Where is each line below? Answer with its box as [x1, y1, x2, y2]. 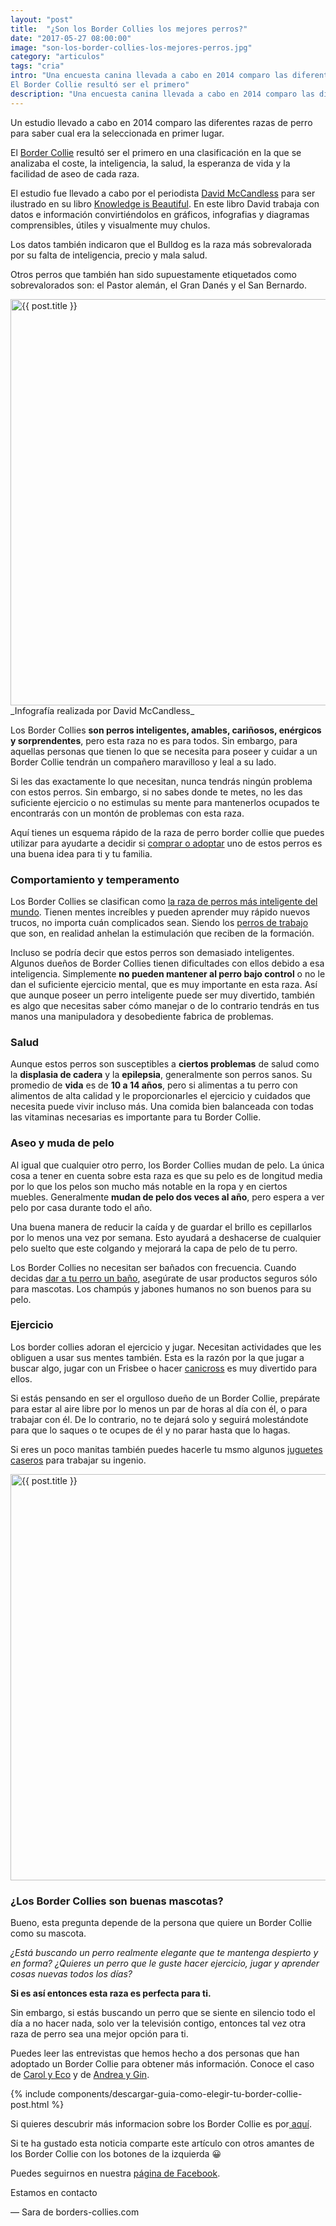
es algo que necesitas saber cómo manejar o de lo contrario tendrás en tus [10, 999, 320, 1011]
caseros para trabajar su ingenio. [10, 1454, 147, 1466]
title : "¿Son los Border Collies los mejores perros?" [10, 24, 248, 34]
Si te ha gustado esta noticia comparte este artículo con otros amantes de [10, 2137, 315, 2150]
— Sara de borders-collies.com [10, 2206, 140, 2218]
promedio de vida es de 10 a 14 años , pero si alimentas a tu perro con [10, 1079, 298, 1091]
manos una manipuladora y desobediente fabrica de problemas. [10, 1010, 274, 1022]
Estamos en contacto [10, 2187, 98, 2199]
